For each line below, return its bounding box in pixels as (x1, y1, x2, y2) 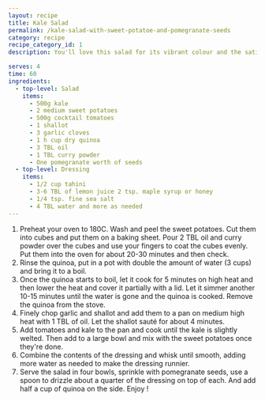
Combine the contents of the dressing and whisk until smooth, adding (19, 350, 246, 360)
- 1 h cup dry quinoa (28, 136, 101, 144)
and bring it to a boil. (19, 266, 87, 275)
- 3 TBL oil (28, 143, 69, 151)
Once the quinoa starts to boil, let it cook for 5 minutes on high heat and (19, 274, 254, 284)
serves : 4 (8, 62, 41, 71)
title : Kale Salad (8, 19, 69, 27)
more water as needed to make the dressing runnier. (19, 358, 190, 368)
